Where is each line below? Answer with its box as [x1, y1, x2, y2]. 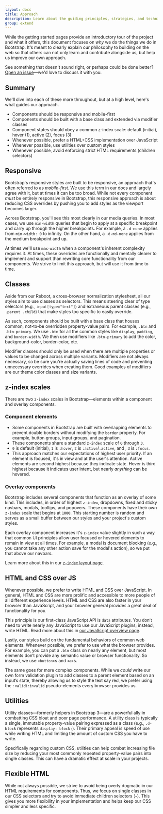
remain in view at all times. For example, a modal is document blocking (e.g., [5, 540, 158, 546]
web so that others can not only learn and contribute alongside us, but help [5, 50, 155, 56]
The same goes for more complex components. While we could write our [5, 667, 151, 673]
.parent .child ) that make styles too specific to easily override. [5, 308, 133, 315]
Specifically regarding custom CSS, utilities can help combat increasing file [5, 745, 155, 751]
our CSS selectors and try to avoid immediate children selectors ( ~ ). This [5, 793, 150, 799]
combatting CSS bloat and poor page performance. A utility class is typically [5, 715, 158, 721]
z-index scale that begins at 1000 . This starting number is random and [5, 510, 145, 516]
